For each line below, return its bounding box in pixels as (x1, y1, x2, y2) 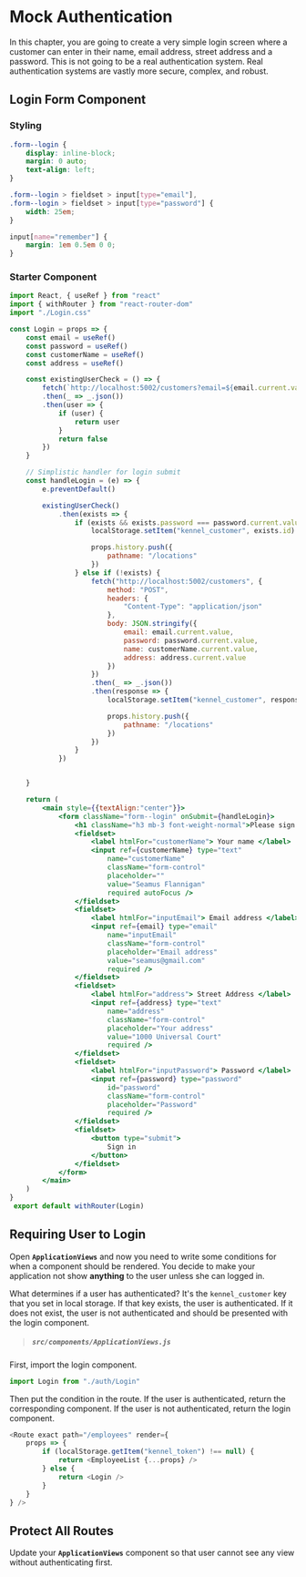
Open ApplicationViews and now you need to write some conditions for (9, 1251, 277, 1262)
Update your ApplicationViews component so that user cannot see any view (9, 1547, 295, 1559)
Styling (9, 119, 43, 132)
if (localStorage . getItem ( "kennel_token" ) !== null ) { (42, 1447, 255, 1457)
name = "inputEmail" (107, 931, 178, 940)
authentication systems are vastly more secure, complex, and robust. (9, 66, 269, 77)
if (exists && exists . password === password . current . (74, 517, 283, 527)
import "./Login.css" (9, 308, 92, 318)
